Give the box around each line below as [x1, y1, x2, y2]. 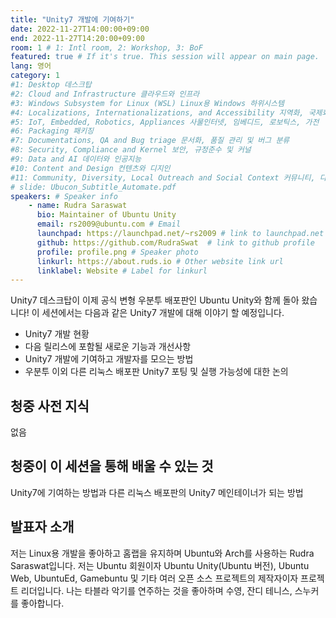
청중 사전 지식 [10, 397, 90, 415]
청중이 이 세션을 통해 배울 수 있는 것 [10, 458, 214, 475]
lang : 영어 [10, 61, 52, 71]
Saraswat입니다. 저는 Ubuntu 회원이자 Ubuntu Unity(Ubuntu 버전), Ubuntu [10, 559, 310, 571]
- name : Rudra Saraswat [28, 201, 128, 211]
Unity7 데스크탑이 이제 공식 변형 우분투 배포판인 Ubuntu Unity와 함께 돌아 [10, 294, 300, 306]
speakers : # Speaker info [10, 191, 118, 201]
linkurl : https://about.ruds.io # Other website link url [36, 256, 284, 266]
